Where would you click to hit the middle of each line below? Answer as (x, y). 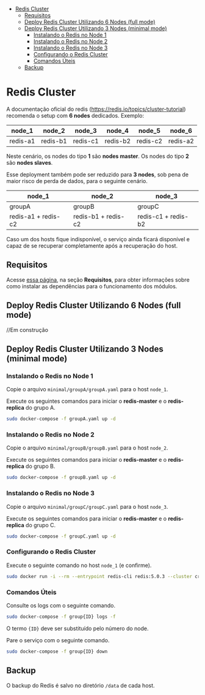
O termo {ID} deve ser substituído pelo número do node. (77, 628)
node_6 (181, 130)
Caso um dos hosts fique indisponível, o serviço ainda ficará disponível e (98, 239)
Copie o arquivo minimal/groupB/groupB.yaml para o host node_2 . (87, 448)
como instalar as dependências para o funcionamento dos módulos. (92, 286)
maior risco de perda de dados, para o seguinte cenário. (77, 181)
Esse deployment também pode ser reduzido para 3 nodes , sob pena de (98, 175)
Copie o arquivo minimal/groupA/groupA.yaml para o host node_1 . (87, 389)
